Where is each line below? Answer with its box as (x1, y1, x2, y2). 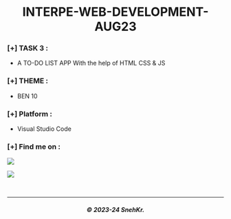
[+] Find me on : (7, 142, 60, 152)
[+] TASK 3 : (7, 43, 48, 53)
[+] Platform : (7, 109, 53, 118)
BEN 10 (16, 92, 38, 100)
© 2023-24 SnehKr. (86, 205, 145, 213)
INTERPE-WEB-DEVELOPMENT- (22, 4, 209, 20)
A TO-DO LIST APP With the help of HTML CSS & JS (16, 59, 166, 67)
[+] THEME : (7, 76, 48, 86)
